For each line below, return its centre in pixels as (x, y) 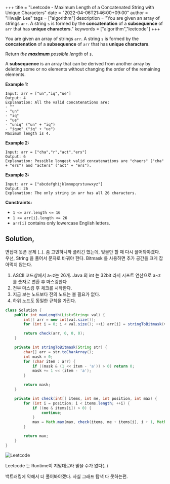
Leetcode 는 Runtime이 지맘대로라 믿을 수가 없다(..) (57, 465)
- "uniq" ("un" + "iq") (30, 125)
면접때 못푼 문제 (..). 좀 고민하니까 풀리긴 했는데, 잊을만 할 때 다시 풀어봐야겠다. (83, 252)
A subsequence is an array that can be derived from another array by (78, 64)
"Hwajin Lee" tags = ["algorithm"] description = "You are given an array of (83, 18)
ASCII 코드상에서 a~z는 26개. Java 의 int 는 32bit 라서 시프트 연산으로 (82, 275)
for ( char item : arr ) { (50, 361)
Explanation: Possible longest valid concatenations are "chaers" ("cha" (85, 161)
